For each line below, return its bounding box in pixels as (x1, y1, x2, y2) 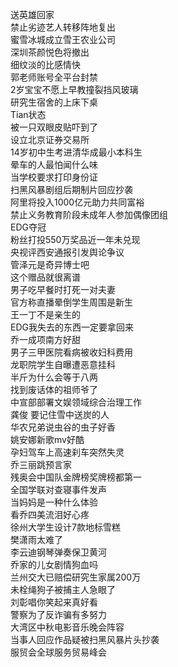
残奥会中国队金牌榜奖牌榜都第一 (10, 471, 142, 483)
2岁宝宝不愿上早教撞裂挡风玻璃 (10, 84, 139, 95)
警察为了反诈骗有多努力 (10, 609, 107, 620)
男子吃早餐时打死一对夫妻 (10, 284, 116, 295)
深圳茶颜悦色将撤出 (10, 46, 90, 58)
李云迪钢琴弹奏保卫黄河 (10, 546, 107, 558)
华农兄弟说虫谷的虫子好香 (10, 421, 116, 433)
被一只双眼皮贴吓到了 (10, 121, 98, 133)
